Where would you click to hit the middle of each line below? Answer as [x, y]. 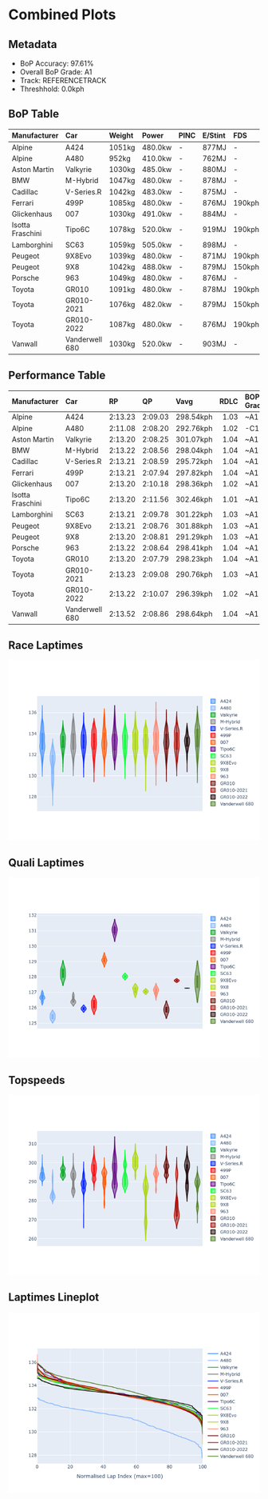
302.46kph [194, 499]
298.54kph [194, 417]
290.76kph [194, 574]
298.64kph [194, 614]
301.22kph [194, 514]
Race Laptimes [46, 646]
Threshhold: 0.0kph [52, 89]
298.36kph [194, 484]
